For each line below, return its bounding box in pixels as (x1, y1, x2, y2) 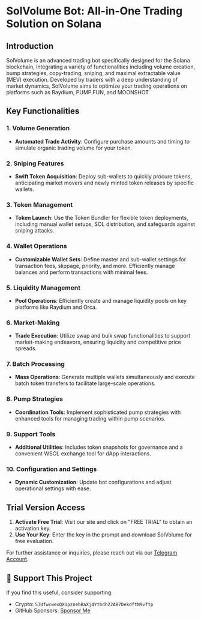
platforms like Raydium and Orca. (14, 303, 97, 311)
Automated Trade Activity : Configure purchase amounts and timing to (14, 138, 190, 145)
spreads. (14, 345, 37, 352)
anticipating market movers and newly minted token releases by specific (14, 179, 194, 186)
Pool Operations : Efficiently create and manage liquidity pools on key (14, 297, 187, 304)
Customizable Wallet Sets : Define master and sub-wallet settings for (14, 255, 187, 263)
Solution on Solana (6, 17, 102, 31)
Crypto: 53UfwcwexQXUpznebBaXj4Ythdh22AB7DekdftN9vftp (14, 600, 154, 607)
